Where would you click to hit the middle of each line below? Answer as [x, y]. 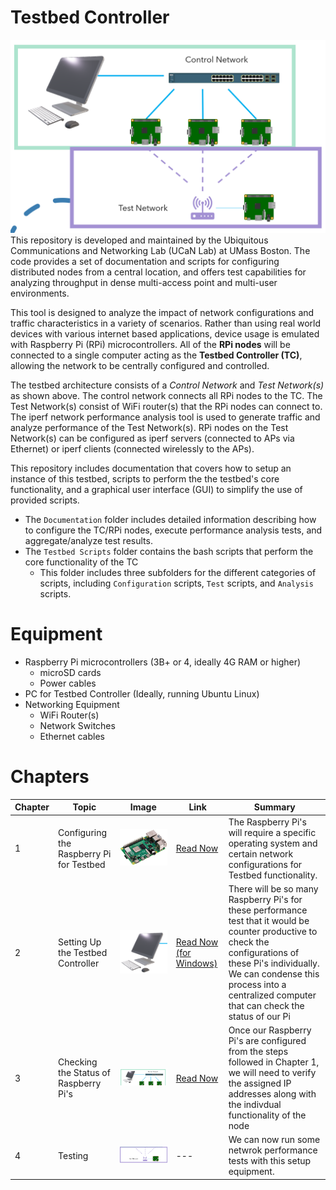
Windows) [196, 963]
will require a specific [272, 832]
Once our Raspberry [270, 1030]
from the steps [258, 1052]
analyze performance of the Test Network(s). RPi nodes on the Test [149, 428]
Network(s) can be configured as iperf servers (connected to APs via [152, 438]
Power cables [68, 683]
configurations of [264, 952]
